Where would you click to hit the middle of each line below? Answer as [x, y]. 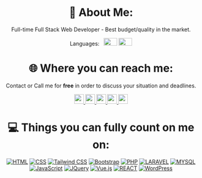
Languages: [84, 43]
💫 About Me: [101, 13]
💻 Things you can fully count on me [101, 128]
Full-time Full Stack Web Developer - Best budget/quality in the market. [101, 29]
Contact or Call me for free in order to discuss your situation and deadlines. [101, 86]
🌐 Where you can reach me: [101, 68]
